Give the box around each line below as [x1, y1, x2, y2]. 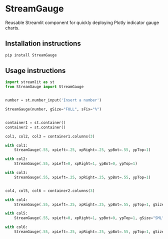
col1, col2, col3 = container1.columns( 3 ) [5, 133, 95, 139]
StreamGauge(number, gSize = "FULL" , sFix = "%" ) [5, 107, 101, 112]
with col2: [5, 156, 28, 161]
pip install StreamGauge [5, 52, 57, 57]
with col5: [5, 211, 28, 216]
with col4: [5, 197, 28, 202]
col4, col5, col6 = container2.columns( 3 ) [5, 188, 95, 193]
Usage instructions [5, 66, 66, 75]
